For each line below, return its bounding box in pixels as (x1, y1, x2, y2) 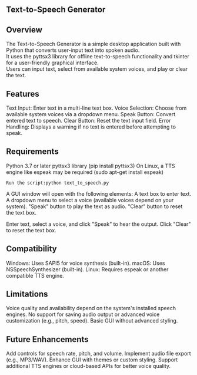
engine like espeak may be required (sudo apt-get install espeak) (6, 168, 163, 176)
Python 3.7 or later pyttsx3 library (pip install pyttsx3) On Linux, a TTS (6, 162, 175, 169)
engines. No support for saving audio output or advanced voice (6, 311, 160, 318)
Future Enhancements (6, 334, 89, 344)
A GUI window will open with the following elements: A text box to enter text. (6, 190, 192, 197)
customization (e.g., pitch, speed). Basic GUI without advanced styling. (6, 317, 178, 324)
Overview (6, 25, 43, 35)
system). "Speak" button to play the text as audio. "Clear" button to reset (6, 203, 183, 210)
